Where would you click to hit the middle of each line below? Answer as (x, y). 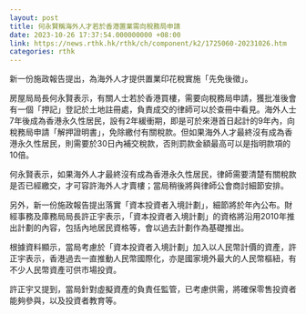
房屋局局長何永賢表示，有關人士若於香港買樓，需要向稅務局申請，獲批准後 (149, 98)
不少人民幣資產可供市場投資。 (65, 270)
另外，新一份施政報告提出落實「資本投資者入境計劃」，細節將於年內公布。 (147, 205)
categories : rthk (42, 52)
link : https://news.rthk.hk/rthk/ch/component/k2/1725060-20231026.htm (148, 43)
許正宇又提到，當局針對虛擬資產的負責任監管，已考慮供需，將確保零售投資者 (153, 289)
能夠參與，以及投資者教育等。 (65, 300)
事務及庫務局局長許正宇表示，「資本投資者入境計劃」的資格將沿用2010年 (152, 217)
